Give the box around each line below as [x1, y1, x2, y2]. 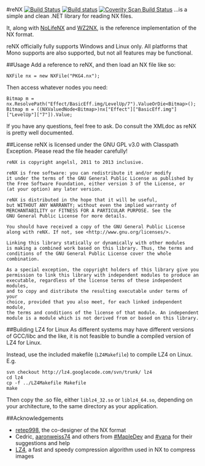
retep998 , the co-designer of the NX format [15, 427, 126, 433]
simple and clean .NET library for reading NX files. [6, 12, 133, 20]
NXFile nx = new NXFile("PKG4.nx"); [6, 73, 100, 79]
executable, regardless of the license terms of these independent [6, 278, 183, 284]
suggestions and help [15, 440, 71, 446]
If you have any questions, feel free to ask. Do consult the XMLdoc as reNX [6, 123, 196, 130]
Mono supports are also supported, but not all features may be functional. [6, 49, 193, 56]
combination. [6, 256, 40, 262]
